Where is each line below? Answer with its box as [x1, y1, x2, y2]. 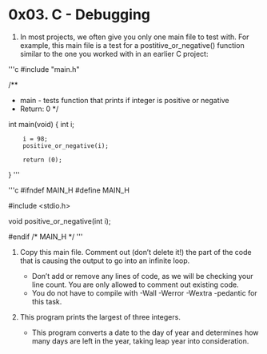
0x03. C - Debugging [8, 6, 150, 24]
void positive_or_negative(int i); [8, 216, 111, 225]
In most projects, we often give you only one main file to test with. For [19, 32, 249, 42]
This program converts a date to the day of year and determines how [31, 328, 259, 337]
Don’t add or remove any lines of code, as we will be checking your [31, 271, 253, 280]
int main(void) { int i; [8, 119, 74, 129]
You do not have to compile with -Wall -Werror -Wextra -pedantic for [31, 288, 257, 297]
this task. [31, 296, 62, 306]
